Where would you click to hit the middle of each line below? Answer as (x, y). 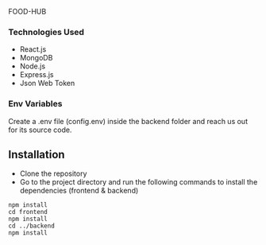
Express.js (37, 75)
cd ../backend (32, 226)
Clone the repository (53, 173)
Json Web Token (47, 84)
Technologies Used (46, 32)
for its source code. (40, 130)
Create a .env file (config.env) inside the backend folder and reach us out (128, 121)
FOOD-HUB (27, 12)
